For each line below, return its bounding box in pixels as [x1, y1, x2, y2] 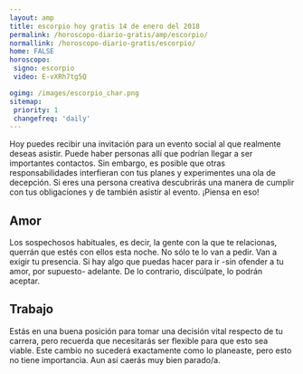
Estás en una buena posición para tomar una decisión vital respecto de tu [9, 325, 283, 336]
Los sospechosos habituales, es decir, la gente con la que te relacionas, [9, 237, 278, 248]
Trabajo [9, 302, 54, 317]
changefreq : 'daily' [13, 114, 91, 123]
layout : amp [9, 13, 54, 23]
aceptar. [9, 275, 41, 286]
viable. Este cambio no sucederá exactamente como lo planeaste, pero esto [9, 345, 292, 356]
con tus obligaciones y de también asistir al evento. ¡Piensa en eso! [9, 187, 260, 197]
